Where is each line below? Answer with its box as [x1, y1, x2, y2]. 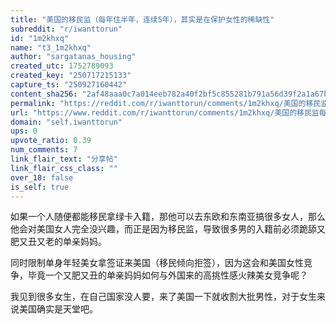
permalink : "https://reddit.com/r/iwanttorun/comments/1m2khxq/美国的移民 [10, 98, 322, 108]
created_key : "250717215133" [10, 71, 132, 81]
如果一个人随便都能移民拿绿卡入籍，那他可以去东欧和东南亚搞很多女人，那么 [10, 211, 326, 223]
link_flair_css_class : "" [10, 163, 118, 173]
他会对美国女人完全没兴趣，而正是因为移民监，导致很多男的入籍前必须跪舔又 [10, 223, 326, 235]
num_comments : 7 [10, 145, 78, 155]
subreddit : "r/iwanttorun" [10, 24, 123, 34]
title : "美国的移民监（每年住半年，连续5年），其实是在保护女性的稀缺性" [10, 14, 275, 25]
